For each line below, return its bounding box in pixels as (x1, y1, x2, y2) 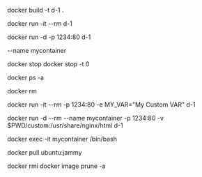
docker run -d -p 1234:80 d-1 (7, 33, 91, 41)
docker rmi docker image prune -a (7, 162, 106, 170)
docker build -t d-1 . (7, 6, 64, 14)
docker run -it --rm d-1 (7, 20, 73, 27)
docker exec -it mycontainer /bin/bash (7, 135, 117, 143)
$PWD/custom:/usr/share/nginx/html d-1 (7, 121, 123, 130)
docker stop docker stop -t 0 (7, 60, 90, 68)
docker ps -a (7, 73, 44, 82)
